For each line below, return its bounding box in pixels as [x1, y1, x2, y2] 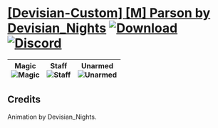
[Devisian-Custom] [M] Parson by [7, 5, 211, 21]
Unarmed [81, 60, 114, 70]
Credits [7, 94, 41, 106]
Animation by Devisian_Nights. [7, 112, 97, 121]
